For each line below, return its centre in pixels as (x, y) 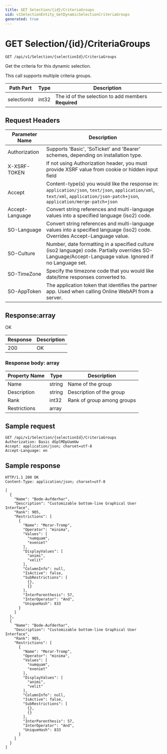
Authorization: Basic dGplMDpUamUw (42, 442)
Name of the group (90, 384)
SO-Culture (21, 253)
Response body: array (32, 363)
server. (55, 298)
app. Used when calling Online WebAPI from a (100, 292)
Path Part (21, 88)
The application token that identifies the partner (102, 285)
